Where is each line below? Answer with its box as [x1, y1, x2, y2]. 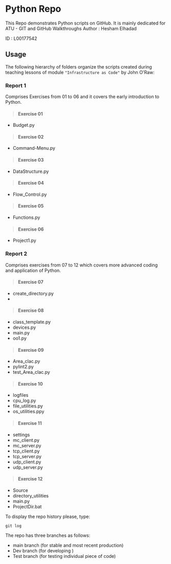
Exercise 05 [17, 203, 44, 209]
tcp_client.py [12, 448, 40, 454]
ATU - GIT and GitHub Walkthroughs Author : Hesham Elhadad [5, 25, 137, 31]
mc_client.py [12, 437, 40, 443]
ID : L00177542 [5, 35, 37, 41]
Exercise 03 [17, 157, 44, 163]
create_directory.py [12, 290, 54, 297]
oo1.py [12, 335, 27, 341]
